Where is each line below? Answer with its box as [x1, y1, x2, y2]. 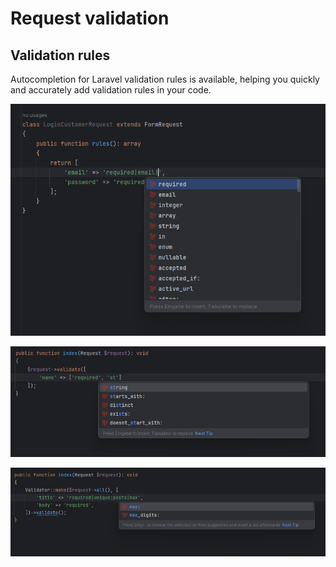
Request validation [10, 7, 170, 30]
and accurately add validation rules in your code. [10, 84, 212, 96]
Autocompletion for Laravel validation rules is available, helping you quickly [10, 73, 320, 85]
